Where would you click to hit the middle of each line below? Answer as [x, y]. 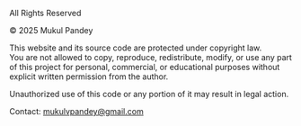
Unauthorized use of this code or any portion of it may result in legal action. [149, 94]
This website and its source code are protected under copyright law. [136, 48]
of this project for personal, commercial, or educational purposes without [145, 67]
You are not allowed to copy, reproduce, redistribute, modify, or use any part [150, 57]
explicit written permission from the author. [89, 76]
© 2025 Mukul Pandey [51, 30]
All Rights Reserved [45, 13]
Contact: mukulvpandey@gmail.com [76, 111]
